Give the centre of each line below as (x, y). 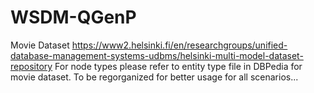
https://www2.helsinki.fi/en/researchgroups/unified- (179, 45)
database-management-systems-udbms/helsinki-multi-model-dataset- (157, 55)
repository (31, 66)
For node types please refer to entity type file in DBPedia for (178, 66)
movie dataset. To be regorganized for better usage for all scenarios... (154, 77)
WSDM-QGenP (73, 17)
